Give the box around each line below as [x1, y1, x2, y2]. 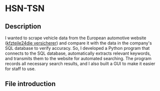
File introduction [5, 80, 56, 88]
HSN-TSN [5, 3, 45, 14]
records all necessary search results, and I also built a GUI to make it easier [5, 61, 156, 66]
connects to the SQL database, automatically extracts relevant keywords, [5, 50, 151, 56]
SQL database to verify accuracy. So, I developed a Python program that [5, 45, 150, 51]
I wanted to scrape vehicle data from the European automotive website [5, 35, 146, 41]
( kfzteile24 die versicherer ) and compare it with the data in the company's [5, 40, 152, 46]
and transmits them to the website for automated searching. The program [5, 56, 152, 61]
